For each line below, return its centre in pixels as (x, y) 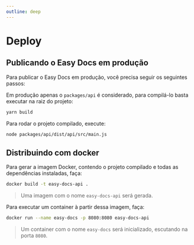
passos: (16, 83)
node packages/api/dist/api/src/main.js (57, 134)
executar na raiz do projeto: (40, 101)
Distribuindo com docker (53, 153)
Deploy (24, 41)
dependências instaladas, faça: (44, 173)
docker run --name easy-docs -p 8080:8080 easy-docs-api (78, 218)
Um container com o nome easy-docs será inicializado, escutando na (104, 229)
